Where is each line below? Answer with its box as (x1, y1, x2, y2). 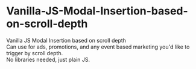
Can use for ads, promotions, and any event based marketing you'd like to (6, 43, 190, 50)
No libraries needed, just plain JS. (6, 56, 90, 63)
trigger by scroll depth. (6, 49, 63, 56)
